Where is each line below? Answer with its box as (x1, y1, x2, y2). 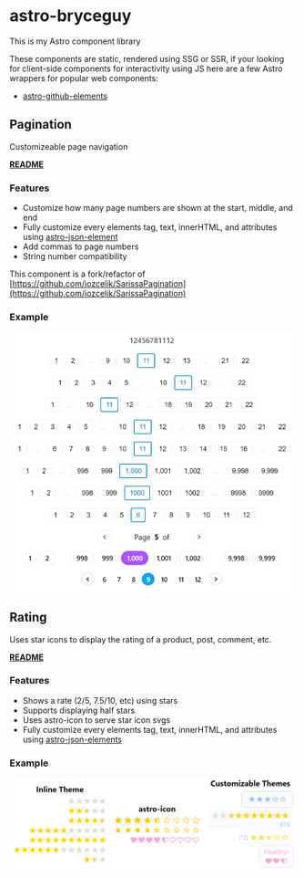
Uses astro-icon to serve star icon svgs (22, 714, 171, 726)
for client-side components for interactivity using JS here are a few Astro (9, 63, 283, 74)
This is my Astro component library (9, 36, 141, 47)
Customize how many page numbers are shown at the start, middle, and (22, 203, 293, 214)
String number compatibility (22, 251, 127, 262)
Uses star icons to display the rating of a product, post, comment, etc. (9, 633, 272, 644)
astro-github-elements (22, 90, 107, 101)
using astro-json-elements (22, 734, 123, 745)
